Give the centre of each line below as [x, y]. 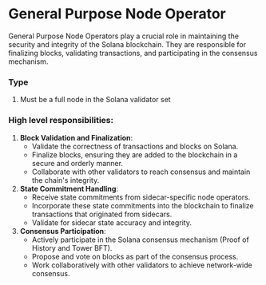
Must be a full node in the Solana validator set [95, 100]
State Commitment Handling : [69, 188]
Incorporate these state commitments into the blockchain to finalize [143, 205]
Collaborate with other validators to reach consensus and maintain [141, 172]
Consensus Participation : [63, 231]
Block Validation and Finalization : [76, 137]
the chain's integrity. [66, 180]
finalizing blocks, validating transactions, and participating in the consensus [133, 53]
